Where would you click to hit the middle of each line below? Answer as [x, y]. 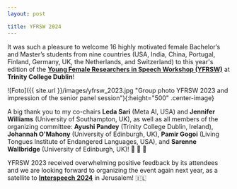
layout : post [27, 14]
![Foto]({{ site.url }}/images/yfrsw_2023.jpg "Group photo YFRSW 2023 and [118, 90]
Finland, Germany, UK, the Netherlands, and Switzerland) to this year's [110, 61]
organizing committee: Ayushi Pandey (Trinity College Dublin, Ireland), [110, 126]
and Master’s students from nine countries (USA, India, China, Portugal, [111, 54]
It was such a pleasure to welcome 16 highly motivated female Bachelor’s [114, 47]
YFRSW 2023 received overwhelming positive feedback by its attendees [113, 162]
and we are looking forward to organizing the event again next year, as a [112, 170]
